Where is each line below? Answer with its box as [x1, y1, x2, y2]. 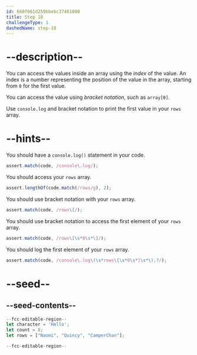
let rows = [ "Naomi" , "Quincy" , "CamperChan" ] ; [6, 333, 125, 339]
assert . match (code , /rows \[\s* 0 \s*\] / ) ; [6, 235, 107, 241]
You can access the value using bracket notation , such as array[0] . [6, 94, 171, 101]
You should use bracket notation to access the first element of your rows [6, 217, 181, 224]
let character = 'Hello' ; [6, 321, 69, 327]
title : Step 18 [6, 14, 44, 20]
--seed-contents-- [6, 301, 76, 311]
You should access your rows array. [6, 174, 92, 180]
